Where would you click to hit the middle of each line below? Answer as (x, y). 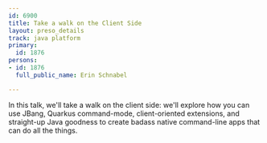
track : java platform (45, 38)
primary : (23, 46)
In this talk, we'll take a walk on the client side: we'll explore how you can (129, 105)
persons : (23, 61)
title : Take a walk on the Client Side (75, 23)
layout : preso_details (46, 30)
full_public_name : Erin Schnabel (72, 75)
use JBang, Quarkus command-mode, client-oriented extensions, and (124, 113)
